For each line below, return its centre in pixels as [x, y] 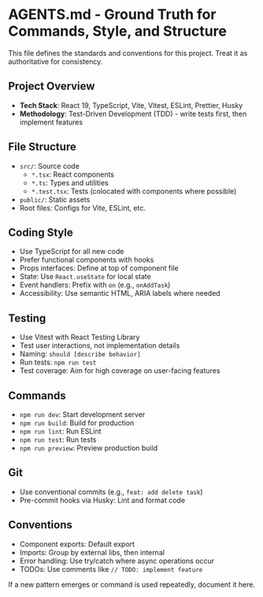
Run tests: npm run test [58, 362]
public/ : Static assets [55, 200]
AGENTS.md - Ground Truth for [112, 15]
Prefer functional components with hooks [87, 260]
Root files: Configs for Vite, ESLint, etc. [82, 207]
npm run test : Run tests [58, 440]
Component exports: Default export [77, 544]
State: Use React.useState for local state [85, 277]
